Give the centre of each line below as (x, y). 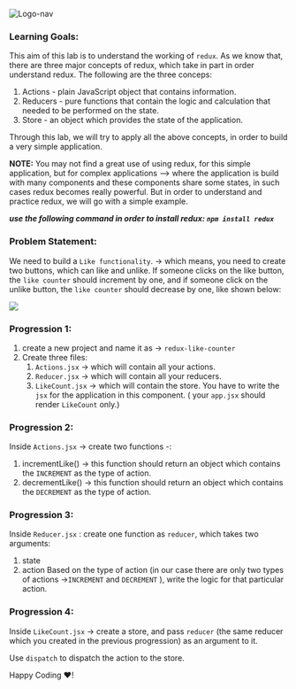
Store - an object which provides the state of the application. (132, 120)
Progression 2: (41, 427)
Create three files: (55, 357)
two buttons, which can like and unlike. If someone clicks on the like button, (147, 270)
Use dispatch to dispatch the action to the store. (97, 658)
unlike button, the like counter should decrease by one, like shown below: (145, 289)
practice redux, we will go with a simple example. (99, 201)
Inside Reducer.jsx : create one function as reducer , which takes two (134, 534)
